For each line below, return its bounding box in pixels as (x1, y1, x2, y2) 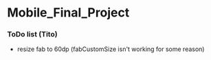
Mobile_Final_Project (7, 5, 130, 21)
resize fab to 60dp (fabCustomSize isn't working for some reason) (16, 45, 205, 53)
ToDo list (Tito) (7, 30, 58, 39)
